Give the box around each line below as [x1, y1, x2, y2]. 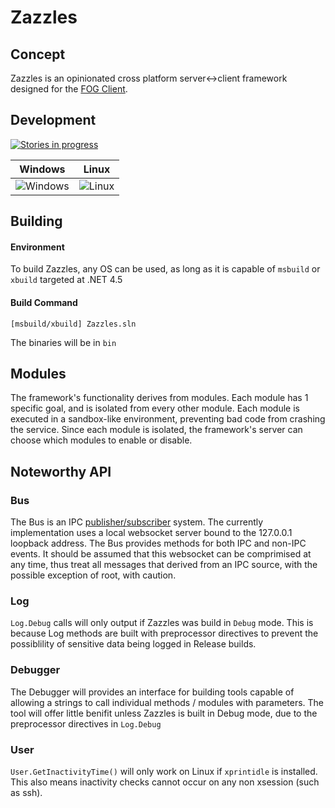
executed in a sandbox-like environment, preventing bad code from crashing [10, 413, 326, 425]
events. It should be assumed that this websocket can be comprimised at [10, 548, 312, 560]
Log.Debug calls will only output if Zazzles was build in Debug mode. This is [10, 617, 314, 629]
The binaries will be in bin [10, 336, 117, 348]
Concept [10, 46, 66, 63]
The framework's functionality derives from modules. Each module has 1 [10, 392, 309, 404]
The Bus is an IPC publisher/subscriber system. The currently [10, 516, 264, 528]
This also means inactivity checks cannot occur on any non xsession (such [10, 776, 320, 788]
